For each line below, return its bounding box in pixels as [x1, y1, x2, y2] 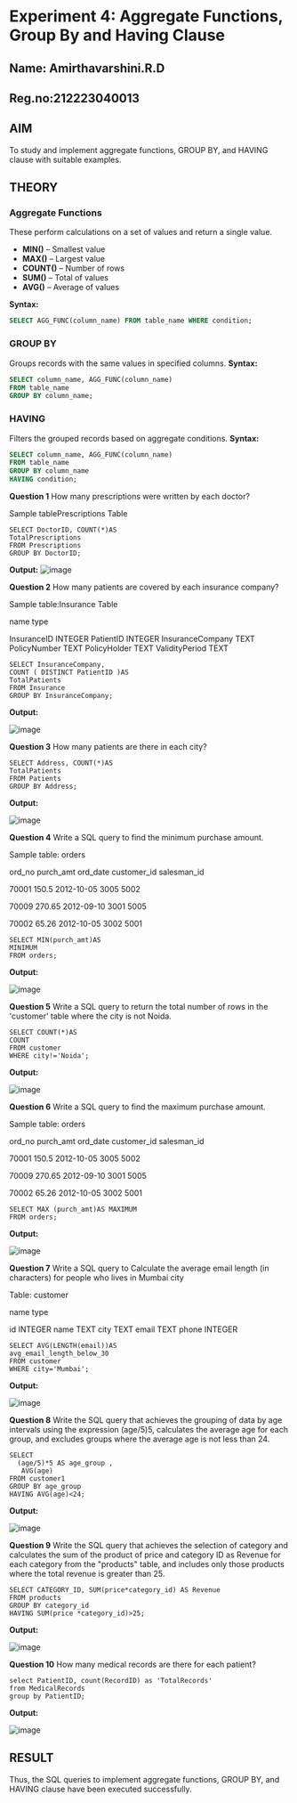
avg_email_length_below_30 [9, 1349, 109, 1359]
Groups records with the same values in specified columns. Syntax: [9, 358, 258, 369]
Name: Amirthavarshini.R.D [9, 61, 165, 76]
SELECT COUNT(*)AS [9, 1028, 77, 1037]
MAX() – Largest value [21, 254, 106, 264]
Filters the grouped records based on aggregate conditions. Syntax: [9, 433, 260, 443]
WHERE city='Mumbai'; [9, 1365, 90, 1374]
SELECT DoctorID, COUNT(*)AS [9, 525, 117, 535]
